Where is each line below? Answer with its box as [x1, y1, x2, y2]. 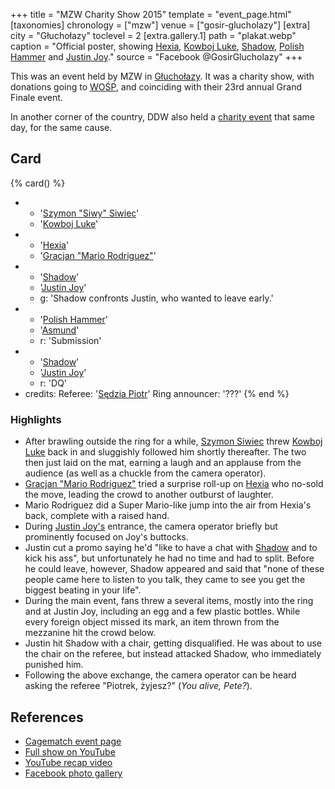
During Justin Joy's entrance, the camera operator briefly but [24, 520, 278, 533]
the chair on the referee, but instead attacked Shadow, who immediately [24, 648, 322, 660]
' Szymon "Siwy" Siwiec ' [39, 207, 140, 219]
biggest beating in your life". [24, 584, 142, 596]
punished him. [24, 659, 84, 671]
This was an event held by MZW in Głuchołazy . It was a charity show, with [10, 70, 315, 82]
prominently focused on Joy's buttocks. [24, 531, 189, 543]
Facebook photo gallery [24, 767, 123, 779]
